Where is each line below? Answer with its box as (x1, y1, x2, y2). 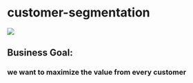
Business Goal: (7, 47, 74, 59)
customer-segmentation (7, 5, 150, 21)
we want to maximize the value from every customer (7, 67, 187, 77)
